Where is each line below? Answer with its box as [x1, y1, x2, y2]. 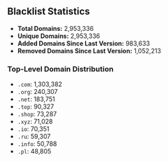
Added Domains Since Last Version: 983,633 [17, 39, 150, 48]
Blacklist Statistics [7, 6, 90, 18]
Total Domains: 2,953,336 [17, 24, 94, 32]
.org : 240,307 [17, 88, 58, 96]
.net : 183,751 [17, 95, 55, 104]
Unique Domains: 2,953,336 [17, 32, 100, 40]
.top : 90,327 [17, 102, 55, 111]
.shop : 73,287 [17, 110, 57, 119]
